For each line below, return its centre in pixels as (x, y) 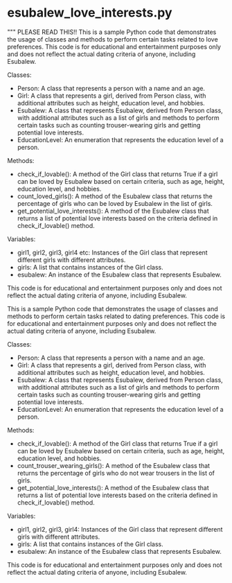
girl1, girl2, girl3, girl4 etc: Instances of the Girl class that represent (112, 252)
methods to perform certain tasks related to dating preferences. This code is (116, 316)
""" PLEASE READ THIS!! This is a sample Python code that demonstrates (112, 32)
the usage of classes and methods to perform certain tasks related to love (113, 39)
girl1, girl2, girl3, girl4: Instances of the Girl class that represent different (120, 529)
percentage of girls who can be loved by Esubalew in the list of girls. (115, 203)
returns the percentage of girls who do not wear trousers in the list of (116, 473)
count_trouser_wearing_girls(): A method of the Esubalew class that (113, 465)
